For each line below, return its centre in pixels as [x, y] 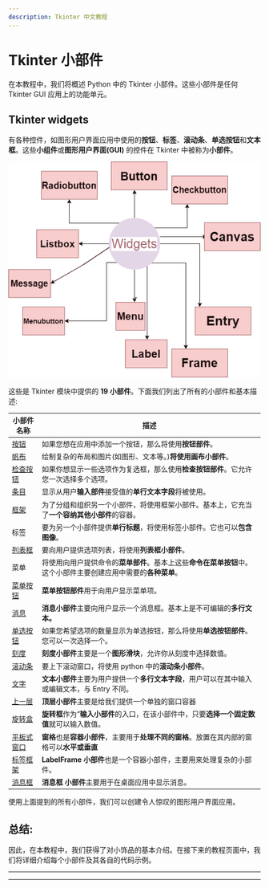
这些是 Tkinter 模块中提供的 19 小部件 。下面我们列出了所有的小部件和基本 [129, 391]
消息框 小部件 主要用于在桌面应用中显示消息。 [116, 782]
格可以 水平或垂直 [70, 747]
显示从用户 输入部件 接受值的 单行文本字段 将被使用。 [126, 492]
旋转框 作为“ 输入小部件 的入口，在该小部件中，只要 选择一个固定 [145, 714]
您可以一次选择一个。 [76, 641]
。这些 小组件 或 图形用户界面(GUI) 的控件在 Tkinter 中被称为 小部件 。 [126, 150]
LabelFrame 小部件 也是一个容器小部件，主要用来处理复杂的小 [143, 760]
